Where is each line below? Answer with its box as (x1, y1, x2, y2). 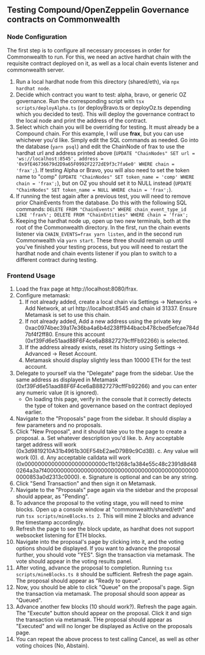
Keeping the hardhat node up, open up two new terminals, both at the (15, 217, 191, 225)
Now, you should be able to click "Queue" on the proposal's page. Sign (15, 583, 195, 591)
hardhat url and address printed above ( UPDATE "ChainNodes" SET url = (15, 149, 195, 156)
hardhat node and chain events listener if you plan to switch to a (15, 250, 178, 257)
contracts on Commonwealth (7, 15, 120, 25)
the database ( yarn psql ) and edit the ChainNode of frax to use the (15, 143, 185, 150)
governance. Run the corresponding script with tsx (15, 97, 145, 104)
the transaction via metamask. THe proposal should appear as (15, 616, 173, 623)
